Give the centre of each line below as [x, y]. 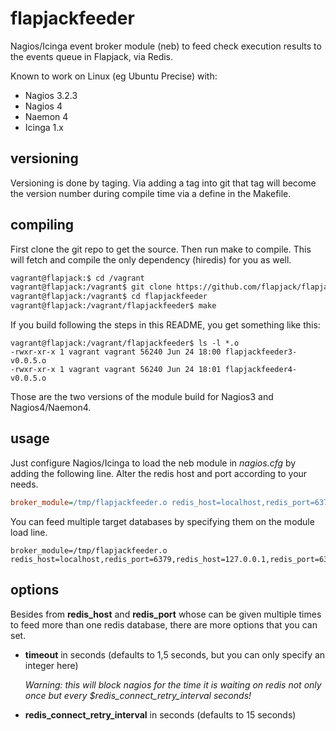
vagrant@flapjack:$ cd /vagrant [77, 278]
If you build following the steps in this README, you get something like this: [165, 325]
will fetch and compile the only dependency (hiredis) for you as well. [151, 259]
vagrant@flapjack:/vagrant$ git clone [91, 287]
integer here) [51, 665]
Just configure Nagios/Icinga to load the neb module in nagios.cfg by [153, 463]
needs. [24, 484]
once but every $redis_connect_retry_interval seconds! [138, 695]
